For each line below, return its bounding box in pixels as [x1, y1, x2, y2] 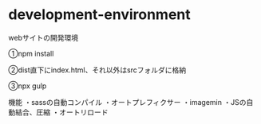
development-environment [8, 6, 191, 24]
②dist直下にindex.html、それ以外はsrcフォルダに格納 [8, 65, 187, 75]
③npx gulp [8, 81, 47, 91]
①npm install [8, 48, 54, 58]
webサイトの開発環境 [8, 33, 78, 42]
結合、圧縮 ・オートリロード [14, 107, 109, 117]
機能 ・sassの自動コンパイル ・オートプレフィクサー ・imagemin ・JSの [8, 97, 247, 107]
